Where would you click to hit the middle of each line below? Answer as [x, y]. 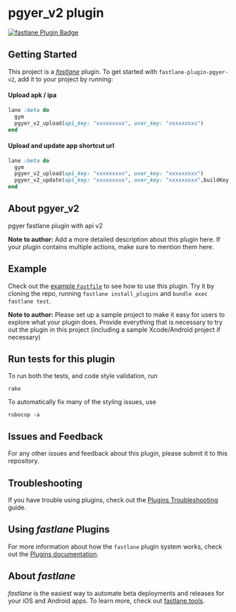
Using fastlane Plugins [59, 530]
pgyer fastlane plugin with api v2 [55, 225]
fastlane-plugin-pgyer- [193, 72]
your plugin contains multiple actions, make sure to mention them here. [111, 246]
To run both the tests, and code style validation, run [83, 376]
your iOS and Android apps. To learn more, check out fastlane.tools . [106, 601]
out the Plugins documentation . [54, 554]
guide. [17, 508]
